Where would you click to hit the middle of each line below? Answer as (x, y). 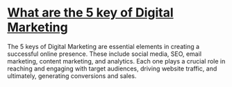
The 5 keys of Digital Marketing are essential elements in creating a (103, 46)
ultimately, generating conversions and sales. (72, 76)
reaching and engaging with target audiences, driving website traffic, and (112, 68)
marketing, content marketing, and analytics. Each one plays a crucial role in (116, 61)
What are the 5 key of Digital (90, 13)
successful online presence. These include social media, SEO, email (105, 54)
